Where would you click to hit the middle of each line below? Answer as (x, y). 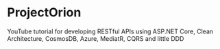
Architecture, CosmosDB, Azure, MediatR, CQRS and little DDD (96, 38)
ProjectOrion (44, 13)
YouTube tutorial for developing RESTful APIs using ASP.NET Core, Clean (110, 31)
